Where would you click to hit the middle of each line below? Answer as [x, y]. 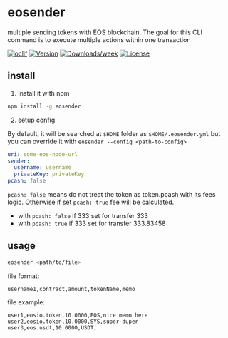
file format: [24, 276]
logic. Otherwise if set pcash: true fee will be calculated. [91, 202]
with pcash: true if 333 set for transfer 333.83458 [92, 223]
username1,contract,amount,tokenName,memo [71, 289]
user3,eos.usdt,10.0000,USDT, [52, 328]
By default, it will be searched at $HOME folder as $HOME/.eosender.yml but [114, 133]
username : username [43, 168]
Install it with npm [43, 93]
